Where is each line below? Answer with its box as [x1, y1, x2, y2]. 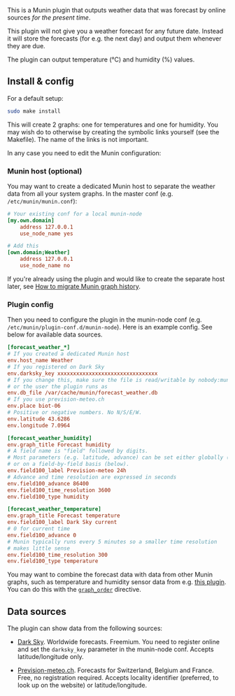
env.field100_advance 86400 [7, 480, 90, 487]
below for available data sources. [7, 330, 103, 339]
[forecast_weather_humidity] [7, 434, 92, 441]
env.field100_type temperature [7, 557, 99, 565]
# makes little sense [7, 545, 71, 552]
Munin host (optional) [7, 166, 83, 176]
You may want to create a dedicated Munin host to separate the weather [7, 182, 215, 190]
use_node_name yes [20, 230, 73, 237]
